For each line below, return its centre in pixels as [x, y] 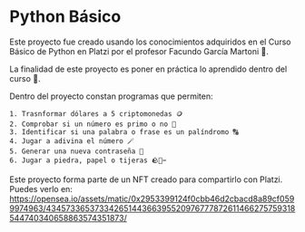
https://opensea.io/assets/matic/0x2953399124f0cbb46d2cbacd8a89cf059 [152, 198]
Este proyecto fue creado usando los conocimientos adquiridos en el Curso [150, 42]
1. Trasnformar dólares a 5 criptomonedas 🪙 [96, 114]
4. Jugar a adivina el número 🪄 [72, 141]
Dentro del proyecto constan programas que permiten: [111, 96]
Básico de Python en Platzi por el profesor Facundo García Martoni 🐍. [139, 51]
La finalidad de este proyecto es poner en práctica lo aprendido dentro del [148, 69]
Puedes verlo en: [41, 188]
